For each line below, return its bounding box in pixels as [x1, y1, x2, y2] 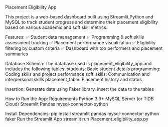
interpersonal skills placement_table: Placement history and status [5, 77, 142, 82]
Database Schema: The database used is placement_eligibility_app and [5, 61, 152, 66]
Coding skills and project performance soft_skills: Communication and [5, 71, 150, 77]
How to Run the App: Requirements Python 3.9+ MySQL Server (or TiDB [5, 96, 154, 102]
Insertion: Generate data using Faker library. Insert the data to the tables [5, 86, 154, 92]
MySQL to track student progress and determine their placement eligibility [5, 19, 158, 25]
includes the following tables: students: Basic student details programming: [5, 66, 160, 72]
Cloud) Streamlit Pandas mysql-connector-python [5, 101, 108, 107]
